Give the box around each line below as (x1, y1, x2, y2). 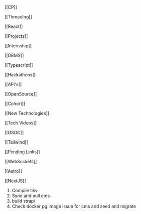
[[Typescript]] (4, 62, 33, 68)
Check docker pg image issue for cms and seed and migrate (11, 204, 137, 209)
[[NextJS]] (4, 178, 26, 184)
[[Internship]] (4, 43, 32, 49)
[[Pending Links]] (4, 149, 40, 155)
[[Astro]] (4, 168, 22, 174)
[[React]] (4, 23, 23, 29)
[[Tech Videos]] (4, 120, 37, 126)
